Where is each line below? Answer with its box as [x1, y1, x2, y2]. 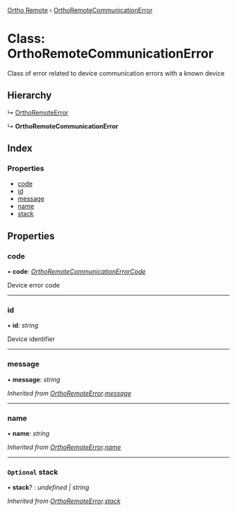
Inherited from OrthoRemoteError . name [7, 443, 121, 451]
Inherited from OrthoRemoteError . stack [7, 497, 121, 506]
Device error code [7, 281, 60, 290]
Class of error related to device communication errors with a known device [7, 69, 225, 77]
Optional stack [7, 467, 59, 477]
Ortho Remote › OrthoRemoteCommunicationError [7, 6, 153, 14]
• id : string [7, 321, 39, 330]
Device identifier [7, 335, 55, 343]
